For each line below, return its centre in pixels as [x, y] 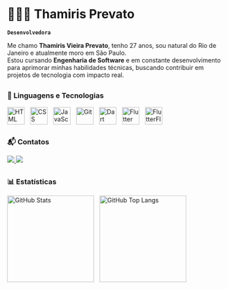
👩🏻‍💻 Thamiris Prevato [71, 14]
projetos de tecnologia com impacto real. [66, 75]
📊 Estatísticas [32, 182]
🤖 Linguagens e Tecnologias [55, 96]
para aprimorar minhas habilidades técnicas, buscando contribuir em [106, 67]
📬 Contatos [28, 142]
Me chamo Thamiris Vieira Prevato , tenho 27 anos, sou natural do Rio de [112, 45]
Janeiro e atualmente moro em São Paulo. [67, 53]
